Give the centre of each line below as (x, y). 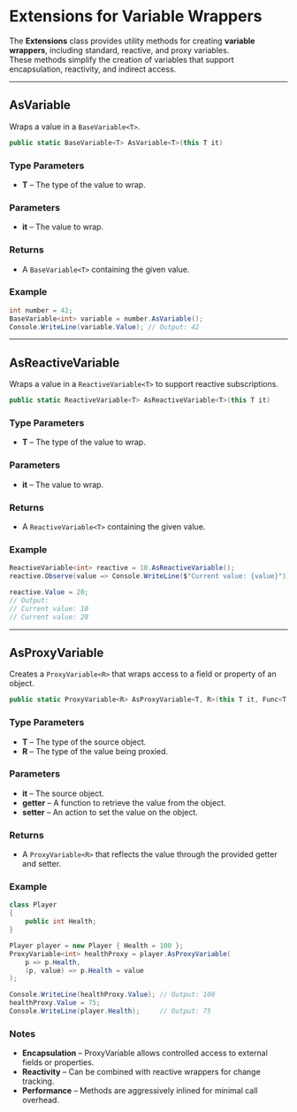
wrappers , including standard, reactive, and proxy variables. (119, 50)
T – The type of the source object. (84, 742)
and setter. (42, 864)
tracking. (38, 1081)
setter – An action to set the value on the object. (110, 812)
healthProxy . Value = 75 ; (55, 1003)
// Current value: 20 (49, 617)
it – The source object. (63, 793)
